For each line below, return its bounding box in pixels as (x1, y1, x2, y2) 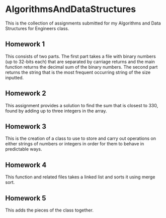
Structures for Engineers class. (5, 25, 69, 31)
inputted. (5, 74, 24, 81)
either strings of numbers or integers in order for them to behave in (5, 141, 144, 147)
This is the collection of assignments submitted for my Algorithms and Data (5, 20, 161, 26)
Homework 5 (5, 194, 46, 202)
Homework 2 (5, 89, 46, 98)
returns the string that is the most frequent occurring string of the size (5, 69, 151, 75)
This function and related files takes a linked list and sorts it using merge (5, 174, 155, 180)
